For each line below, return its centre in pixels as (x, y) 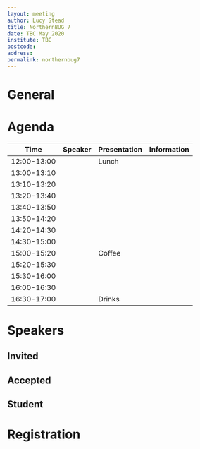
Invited (23, 356)
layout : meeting (31, 14)
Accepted (29, 380)
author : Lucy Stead (36, 20)
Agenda (31, 127)
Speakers (36, 331)
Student (25, 404)
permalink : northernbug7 (44, 60)
